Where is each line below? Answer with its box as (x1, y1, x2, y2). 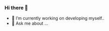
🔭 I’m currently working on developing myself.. (11, 15, 105, 21)
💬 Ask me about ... (11, 20, 48, 26)
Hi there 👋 (4, 4, 29, 11)
